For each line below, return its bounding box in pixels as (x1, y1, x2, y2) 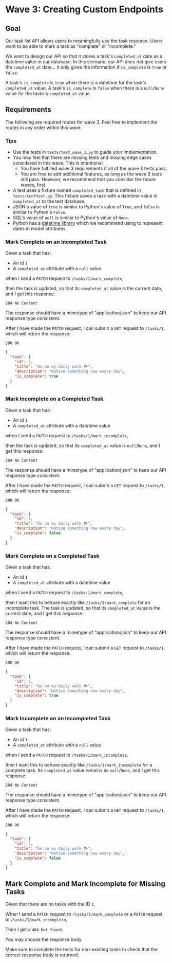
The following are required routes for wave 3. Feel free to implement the (5, 119, 158, 125)
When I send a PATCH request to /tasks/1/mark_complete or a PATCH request (5, 911, 163, 917)
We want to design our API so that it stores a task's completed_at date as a (5, 53, 163, 59)
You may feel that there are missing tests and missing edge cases (12, 154, 152, 160)
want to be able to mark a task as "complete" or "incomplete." (5, 43, 136, 49)
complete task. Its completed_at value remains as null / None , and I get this (5, 768, 160, 774)
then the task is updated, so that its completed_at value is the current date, (5, 286, 163, 292)
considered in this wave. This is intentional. (12, 160, 104, 166)
